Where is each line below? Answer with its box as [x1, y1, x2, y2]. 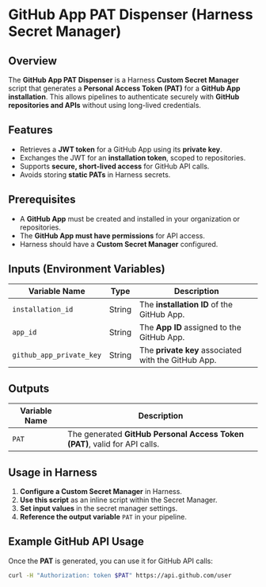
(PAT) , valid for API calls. [66, 438, 160, 450]
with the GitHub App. [139, 355, 217, 366]
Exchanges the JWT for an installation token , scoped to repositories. [19, 153, 246, 162]
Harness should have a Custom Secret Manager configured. [19, 239, 218, 249]
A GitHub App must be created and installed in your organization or [19, 214, 240, 223]
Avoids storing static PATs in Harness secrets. [19, 169, 171, 180]
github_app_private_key [12, 351, 102, 360]
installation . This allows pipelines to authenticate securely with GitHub [8, 92, 240, 101]
